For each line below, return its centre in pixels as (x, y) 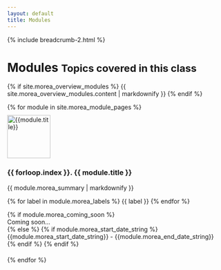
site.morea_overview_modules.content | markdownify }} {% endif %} (105, 94)
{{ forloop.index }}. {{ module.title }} (70, 173)
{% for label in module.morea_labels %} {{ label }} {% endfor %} (98, 201)
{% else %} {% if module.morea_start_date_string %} (83, 229)
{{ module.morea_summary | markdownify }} (70, 188)
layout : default (30, 13)
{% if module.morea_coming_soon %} (61, 214)
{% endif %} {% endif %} (43, 244)
